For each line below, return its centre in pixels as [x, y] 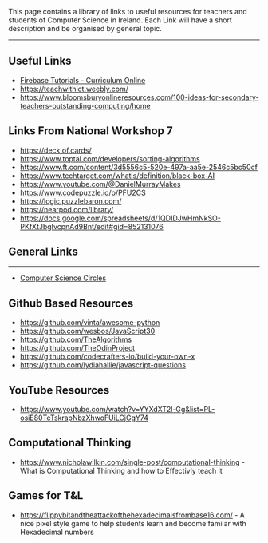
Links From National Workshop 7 [91, 131]
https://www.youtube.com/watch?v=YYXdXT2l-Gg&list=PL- [117, 410]
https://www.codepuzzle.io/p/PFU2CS [83, 192]
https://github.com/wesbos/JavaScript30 [87, 331]
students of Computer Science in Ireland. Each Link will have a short [120, 20]
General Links [43, 252]
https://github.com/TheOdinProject [77, 348]
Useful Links [40, 61]
